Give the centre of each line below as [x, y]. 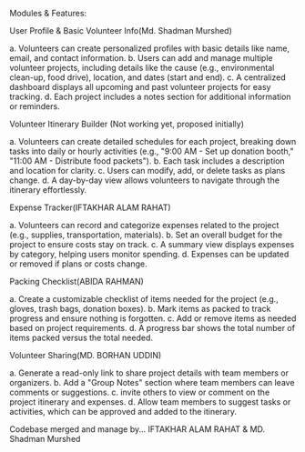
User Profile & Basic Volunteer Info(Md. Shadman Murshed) [121, 30]
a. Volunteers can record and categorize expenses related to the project [144, 225]
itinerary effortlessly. [48, 190]
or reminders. [35, 106]
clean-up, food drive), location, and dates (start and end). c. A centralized [148, 77]
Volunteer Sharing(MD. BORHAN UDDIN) [86, 355]
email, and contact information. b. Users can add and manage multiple [141, 58]
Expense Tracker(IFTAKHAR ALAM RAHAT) [90, 207]
